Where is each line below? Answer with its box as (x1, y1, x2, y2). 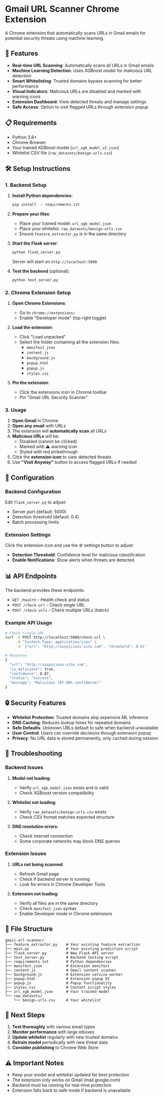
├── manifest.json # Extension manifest (5, 963, 110, 968)
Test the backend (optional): (12, 268, 70, 274)
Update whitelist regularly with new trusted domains (12, 1034, 118, 1040)
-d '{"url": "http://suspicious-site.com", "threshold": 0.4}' (16, 644, 147, 649)
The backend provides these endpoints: (5, 587, 85, 593)
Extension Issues (5, 850, 47, 857)
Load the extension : (12, 324, 54, 331)
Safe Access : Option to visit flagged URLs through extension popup (12, 104, 148, 110)
